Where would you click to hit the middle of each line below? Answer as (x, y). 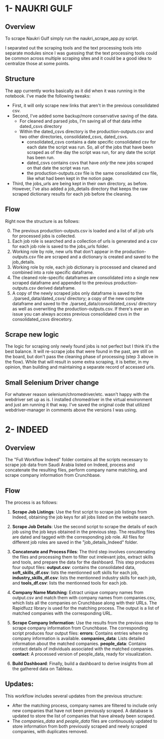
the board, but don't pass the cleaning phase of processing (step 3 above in (82, 357)
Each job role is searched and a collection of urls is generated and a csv (85, 241)
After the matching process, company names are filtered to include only (85, 705)
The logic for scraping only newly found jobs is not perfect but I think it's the (82, 346)
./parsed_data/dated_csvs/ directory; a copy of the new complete (78, 298)
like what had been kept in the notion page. (70, 178)
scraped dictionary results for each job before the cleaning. (72, 194)
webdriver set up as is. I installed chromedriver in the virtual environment (79, 399)
